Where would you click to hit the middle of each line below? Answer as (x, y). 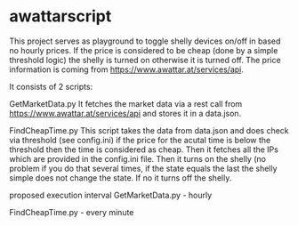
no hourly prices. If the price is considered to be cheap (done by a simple (144, 50)
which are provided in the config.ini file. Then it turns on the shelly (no (138, 158)
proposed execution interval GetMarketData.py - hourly (111, 195)
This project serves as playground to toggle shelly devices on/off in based (145, 41)
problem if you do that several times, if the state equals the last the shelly (143, 168)
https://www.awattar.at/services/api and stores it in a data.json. (125, 113)
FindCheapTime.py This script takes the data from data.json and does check (149, 130)
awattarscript (60, 16)
